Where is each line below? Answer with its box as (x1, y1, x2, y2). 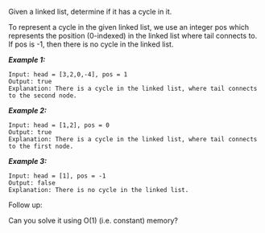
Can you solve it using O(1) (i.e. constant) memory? (8, 216, 179, 225)
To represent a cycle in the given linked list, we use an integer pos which (8, 22, 250, 31)
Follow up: (8, 200, 43, 210)
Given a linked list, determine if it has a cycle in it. (8, 7, 172, 16)
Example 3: (8, 157, 47, 166)
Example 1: (8, 55, 46, 64)
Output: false (8, 179, 56, 187)
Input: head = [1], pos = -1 (8, 172, 106, 180)
